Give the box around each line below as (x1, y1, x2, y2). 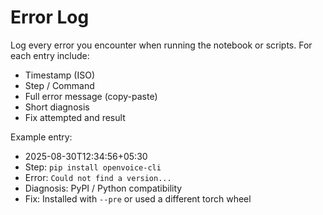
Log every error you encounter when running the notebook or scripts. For (10, 39, 313, 51)
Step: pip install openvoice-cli (24, 161, 162, 173)
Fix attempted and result (24, 111, 126, 123)
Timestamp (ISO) (24, 69, 95, 81)
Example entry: (10, 131, 73, 143)
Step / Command (24, 79, 95, 91)
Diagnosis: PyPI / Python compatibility (24, 182, 183, 194)
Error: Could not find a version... (24, 171, 172, 183)
